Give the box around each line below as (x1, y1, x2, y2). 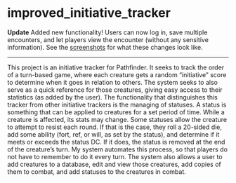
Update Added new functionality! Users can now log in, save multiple (7, 28, 208, 36)
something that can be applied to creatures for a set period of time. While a (7, 107, 225, 116)
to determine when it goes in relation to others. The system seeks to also (7, 78, 218, 86)
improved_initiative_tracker (7, 5, 171, 21)
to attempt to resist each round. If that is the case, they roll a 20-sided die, (7, 123, 223, 131)
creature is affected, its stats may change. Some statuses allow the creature (7, 115, 227, 123)
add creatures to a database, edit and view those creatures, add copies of (7, 160, 221, 168)
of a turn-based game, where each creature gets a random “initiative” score (7, 70, 227, 79)
